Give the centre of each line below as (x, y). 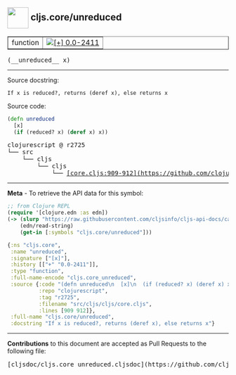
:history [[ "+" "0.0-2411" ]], (54, 265)
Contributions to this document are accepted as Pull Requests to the (107, 344)
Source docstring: (33, 80)
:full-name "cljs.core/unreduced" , (62, 317)
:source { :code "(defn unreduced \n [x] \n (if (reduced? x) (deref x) (117, 285)
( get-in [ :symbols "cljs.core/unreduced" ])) (86, 232)
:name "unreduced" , (39, 252)
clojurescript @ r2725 (46, 145)
